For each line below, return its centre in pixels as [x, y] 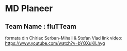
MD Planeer [29, 8]
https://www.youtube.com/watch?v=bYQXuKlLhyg [55, 43]
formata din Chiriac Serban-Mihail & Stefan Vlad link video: [64, 38]
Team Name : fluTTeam [41, 26]
